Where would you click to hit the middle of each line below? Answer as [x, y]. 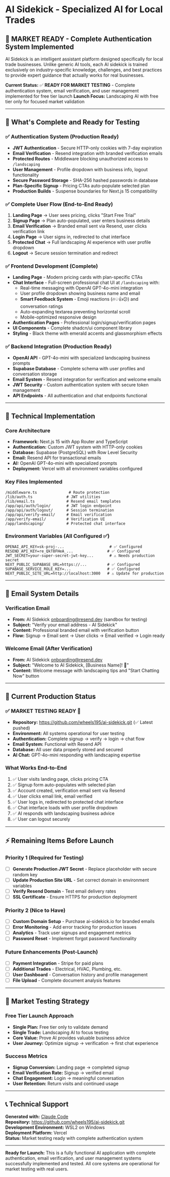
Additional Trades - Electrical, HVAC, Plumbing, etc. [67, 969]
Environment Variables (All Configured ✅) [57, 536]
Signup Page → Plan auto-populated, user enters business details [81, 220]
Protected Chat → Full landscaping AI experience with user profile [82, 242]
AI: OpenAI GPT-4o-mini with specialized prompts [65, 463]
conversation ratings [41, 306]
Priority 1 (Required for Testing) [45, 858]
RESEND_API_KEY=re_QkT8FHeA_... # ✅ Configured [73, 551]
